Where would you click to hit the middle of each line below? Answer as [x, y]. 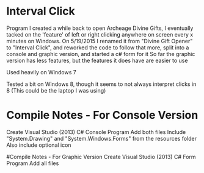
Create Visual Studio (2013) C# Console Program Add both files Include [96, 132]
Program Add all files [33, 163]
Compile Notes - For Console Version [102, 115]
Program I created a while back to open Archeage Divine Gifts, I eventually [100, 28]
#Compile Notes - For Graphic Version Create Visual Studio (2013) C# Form [101, 157]
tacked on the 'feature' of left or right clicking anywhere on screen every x [100, 34]
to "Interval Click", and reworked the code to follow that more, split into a [98, 48]
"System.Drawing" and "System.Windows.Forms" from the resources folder [102, 138]
